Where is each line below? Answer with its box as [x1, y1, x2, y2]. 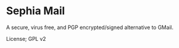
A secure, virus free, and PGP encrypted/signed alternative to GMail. [6, 24, 174, 31]
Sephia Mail [6, 4, 65, 18]
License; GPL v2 [6, 35, 46, 42]
